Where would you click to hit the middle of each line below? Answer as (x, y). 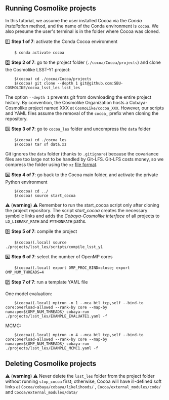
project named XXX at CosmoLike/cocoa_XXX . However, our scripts (96, 108)
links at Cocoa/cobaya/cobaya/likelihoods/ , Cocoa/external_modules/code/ (83, 386)
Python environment (26, 182)
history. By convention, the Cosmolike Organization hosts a (67, 102)
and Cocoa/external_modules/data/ (42, 392)
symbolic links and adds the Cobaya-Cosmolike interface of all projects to (82, 216)
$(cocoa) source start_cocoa (45, 195)
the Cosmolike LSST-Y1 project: (38, 69)
